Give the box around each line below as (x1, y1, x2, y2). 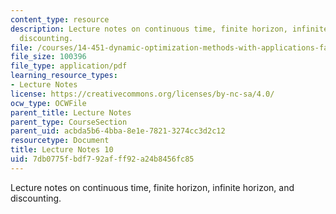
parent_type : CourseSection (10, 117, 128, 127)
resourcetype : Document (10, 136, 110, 146)
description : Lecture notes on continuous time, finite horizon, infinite (10, 24, 329, 34)
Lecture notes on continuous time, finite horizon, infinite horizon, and (10, 181, 295, 193)
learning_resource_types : (10, 71, 118, 81)
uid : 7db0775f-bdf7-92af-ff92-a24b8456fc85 (10, 154, 195, 164)
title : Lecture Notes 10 (10, 145, 114, 155)
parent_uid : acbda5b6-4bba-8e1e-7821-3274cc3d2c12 (10, 126, 226, 136)
